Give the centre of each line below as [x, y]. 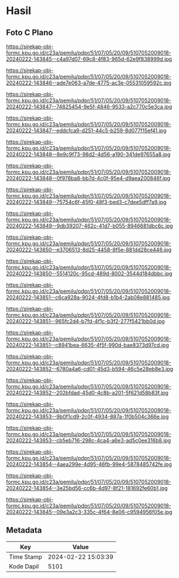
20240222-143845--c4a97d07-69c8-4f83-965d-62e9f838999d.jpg [89, 59]
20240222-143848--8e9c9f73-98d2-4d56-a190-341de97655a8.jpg [88, 154]
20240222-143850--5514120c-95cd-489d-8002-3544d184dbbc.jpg [89, 273]
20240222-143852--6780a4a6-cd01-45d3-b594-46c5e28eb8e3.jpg [90, 369]
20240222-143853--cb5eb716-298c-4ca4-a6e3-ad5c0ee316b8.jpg [89, 440]
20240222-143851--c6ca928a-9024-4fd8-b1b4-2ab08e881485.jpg [88, 297]
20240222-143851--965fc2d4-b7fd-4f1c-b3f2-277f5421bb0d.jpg [85, 321]
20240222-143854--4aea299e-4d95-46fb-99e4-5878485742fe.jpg [89, 464]
